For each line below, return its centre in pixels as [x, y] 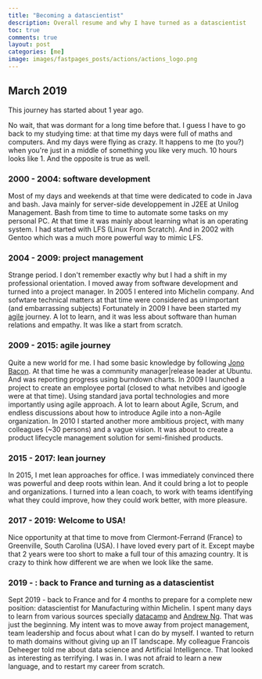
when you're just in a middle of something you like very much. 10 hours [123, 150]
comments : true [33, 37]
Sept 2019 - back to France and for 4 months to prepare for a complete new [130, 600]
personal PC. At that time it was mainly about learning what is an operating [128, 221]
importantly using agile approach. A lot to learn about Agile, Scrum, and [123, 404]
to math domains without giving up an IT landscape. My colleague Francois [129, 641]
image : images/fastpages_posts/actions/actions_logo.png [103, 60]
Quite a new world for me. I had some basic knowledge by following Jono [126, 363]
